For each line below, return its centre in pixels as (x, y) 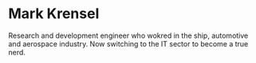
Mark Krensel (54, 14)
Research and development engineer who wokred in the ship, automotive (128, 35)
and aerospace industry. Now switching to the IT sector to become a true (128, 43)
